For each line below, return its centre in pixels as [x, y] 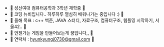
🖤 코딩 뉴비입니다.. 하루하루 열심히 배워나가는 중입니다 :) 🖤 [67, 14]
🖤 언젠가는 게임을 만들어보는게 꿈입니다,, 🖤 [51, 33]
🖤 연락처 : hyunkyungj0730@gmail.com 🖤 [52, 39]
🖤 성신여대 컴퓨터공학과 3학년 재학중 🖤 [47, 8]
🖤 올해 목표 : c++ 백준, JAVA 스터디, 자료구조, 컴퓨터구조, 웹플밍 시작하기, [82, 20]
